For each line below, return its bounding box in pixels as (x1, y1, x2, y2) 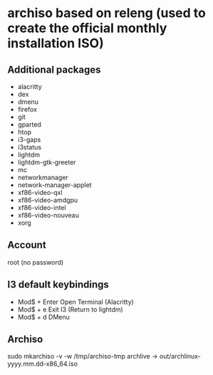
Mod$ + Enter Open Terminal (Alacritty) (17, 297, 134, 306)
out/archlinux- (159, 352, 202, 361)
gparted (17, 120, 41, 129)
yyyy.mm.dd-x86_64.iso (7, 359, 78, 368)
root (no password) (7, 258, 64, 266)
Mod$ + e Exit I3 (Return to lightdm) (17, 305, 123, 314)
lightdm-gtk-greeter (17, 158, 76, 167)
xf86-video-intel (17, 204, 66, 211)
